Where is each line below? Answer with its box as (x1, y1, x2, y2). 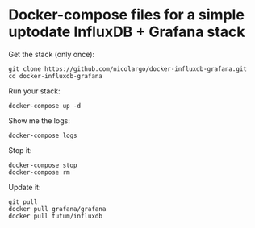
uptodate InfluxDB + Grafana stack (8, 23, 245, 41)
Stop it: (8, 145, 32, 155)
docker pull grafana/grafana (8, 205, 107, 213)
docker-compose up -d (8, 102, 82, 110)
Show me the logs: (8, 115, 70, 126)
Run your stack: (8, 86, 61, 96)
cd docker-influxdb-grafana (8, 72, 103, 80)
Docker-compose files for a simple (8, 6, 245, 24)
